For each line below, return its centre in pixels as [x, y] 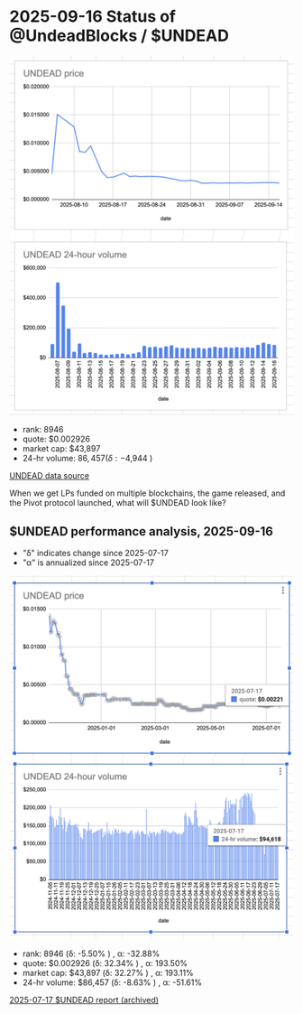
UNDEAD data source [50, 476]
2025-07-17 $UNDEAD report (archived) [84, 1000]
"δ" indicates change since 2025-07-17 [95, 554]
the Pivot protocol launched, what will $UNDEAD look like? [118, 503]
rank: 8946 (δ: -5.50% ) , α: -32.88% [91, 954]
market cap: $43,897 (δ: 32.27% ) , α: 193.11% [108, 973]
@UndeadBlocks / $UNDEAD [119, 36]
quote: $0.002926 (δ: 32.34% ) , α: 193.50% [105, 963]
